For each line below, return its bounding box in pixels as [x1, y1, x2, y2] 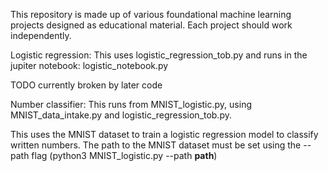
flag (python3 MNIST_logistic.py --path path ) [31, 150, 218, 161]
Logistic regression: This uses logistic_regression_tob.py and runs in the [10, 49, 308, 61]
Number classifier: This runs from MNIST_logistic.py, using [10, 99, 252, 110]
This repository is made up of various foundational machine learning [10, 9, 292, 20]
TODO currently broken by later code [10, 79, 163, 91]
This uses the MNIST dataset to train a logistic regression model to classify [10, 129, 319, 140]
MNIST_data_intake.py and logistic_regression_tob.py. [10, 109, 232, 121]
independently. [10, 30, 72, 41]
